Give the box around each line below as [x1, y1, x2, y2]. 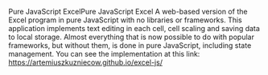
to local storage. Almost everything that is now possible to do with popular [8, 32, 255, 41]
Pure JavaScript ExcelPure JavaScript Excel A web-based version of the [8, 7, 248, 16]
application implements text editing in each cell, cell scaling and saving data [8, 24, 260, 33]
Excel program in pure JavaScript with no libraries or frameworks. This [8, 15, 243, 25]
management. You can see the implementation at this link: [8, 49, 200, 58]
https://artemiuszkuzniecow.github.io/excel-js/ [8, 57, 163, 67]
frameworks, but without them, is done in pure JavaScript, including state [8, 41, 252, 50]
